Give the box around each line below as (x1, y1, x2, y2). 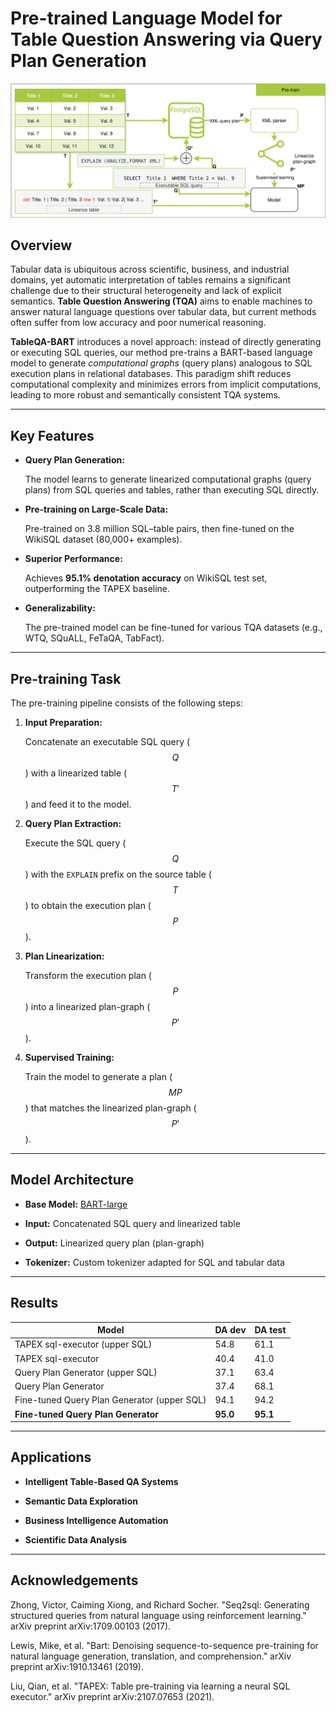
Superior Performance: (24, 553, 123, 565)
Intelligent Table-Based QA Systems (24, 1475, 179, 1487)
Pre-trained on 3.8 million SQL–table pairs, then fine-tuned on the (24, 523, 295, 535)
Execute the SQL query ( (24, 837, 127, 849)
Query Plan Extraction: (24, 817, 122, 829)
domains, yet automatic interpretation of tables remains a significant (10, 274, 292, 286)
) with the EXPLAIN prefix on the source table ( (24, 868, 212, 880)
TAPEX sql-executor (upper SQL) (14, 1338, 153, 1351)
